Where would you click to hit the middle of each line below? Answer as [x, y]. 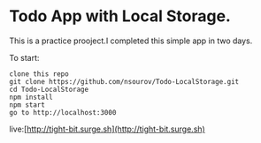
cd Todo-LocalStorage [49, 89]
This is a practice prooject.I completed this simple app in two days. [131, 41]
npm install [31, 97]
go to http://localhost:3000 [63, 112]
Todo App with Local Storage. [120, 16]
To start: [24, 57]
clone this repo [39, 74]
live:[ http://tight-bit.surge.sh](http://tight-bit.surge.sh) [107, 129]
